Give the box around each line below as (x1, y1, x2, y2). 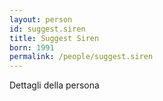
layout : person (9, 14, 73, 25)
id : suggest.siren (9, 24, 86, 34)
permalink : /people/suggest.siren (9, 52, 154, 62)
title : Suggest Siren (9, 33, 100, 43)
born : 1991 (9, 42, 55, 53)
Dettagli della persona (9, 79, 100, 91)
